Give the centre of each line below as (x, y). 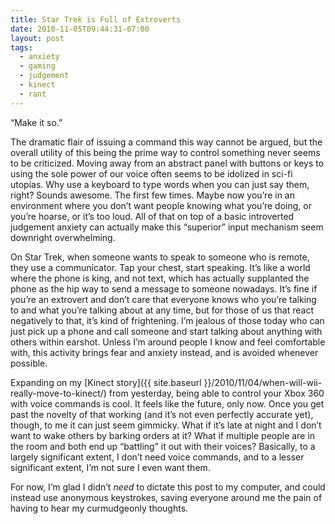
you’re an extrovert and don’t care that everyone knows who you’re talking (163, 299)
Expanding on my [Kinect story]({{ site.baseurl (106, 382)
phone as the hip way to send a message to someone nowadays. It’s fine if (164, 288)
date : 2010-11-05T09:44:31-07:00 (80, 29)
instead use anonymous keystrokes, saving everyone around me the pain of (166, 497)
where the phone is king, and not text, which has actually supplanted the (160, 278)
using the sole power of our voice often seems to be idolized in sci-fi (151, 173)
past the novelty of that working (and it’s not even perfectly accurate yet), (162, 414)
